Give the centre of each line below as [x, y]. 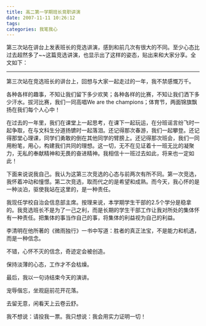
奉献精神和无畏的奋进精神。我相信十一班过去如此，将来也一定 [111, 153]
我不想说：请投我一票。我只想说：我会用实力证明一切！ [76, 317]
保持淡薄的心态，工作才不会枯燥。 [49, 265]
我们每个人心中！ [38, 110]
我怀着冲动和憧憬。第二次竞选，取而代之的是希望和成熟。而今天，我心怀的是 [103, 182]
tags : [13, 23]
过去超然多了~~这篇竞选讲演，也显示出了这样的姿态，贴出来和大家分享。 [99, 55]
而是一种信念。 [25, 238]
